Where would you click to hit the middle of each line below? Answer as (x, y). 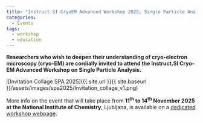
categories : (21, 17)
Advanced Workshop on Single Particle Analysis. (79, 70)
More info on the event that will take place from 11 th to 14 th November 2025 (101, 100)
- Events (23, 23)
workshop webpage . (32, 113)
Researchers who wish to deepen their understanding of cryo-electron (97, 57)
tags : (13, 29)
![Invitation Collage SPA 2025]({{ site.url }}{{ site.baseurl (76, 81)
